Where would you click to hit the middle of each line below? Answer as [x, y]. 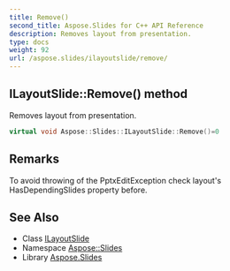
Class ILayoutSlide [56, 238]
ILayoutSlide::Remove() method [99, 94]
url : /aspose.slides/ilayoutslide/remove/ [88, 58]
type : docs [29, 42]
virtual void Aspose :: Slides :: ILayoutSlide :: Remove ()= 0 [114, 132]
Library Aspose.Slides [62, 258]
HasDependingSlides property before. [78, 190]
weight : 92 [29, 50]
